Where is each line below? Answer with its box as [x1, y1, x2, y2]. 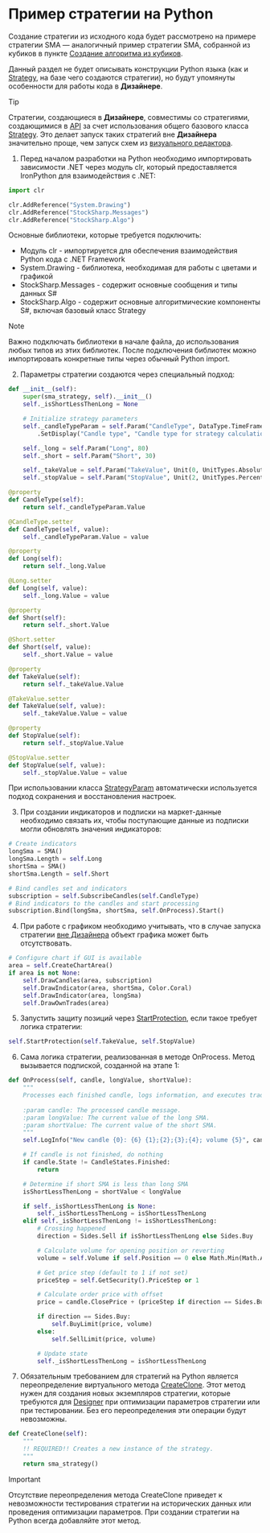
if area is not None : [8, 969, 81, 978]
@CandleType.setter [8, 517, 74, 525]
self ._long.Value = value [22, 591, 110, 600]
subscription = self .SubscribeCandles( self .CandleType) [8, 892, 199, 900]
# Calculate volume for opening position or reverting [37, 1247, 225, 1255]
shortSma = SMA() [8, 863, 67, 871]
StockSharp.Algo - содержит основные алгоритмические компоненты [19, 297, 261, 307]
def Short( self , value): [8, 643, 92, 652]
